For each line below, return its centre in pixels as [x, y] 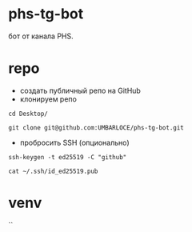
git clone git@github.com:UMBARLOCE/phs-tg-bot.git [96, 128]
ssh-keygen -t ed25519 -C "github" [68, 157]
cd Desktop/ [28, 114]
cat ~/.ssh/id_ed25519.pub [53, 171]
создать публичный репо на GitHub [80, 90]
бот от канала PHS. [41, 36]
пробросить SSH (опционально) [74, 142]
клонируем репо [48, 99]
